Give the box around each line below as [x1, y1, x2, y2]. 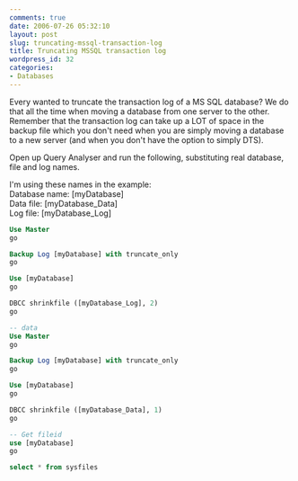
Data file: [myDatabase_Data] [9, 198, 118, 209]
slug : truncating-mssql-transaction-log [9, 38, 163, 48]
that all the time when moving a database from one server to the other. [9, 105, 270, 117]
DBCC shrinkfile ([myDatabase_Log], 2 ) [9, 298, 159, 307]
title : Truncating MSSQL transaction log [9, 47, 167, 56]
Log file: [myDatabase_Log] [9, 208, 112, 218]
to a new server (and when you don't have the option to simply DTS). [9, 134, 264, 145]
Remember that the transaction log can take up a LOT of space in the [9, 115, 265, 126]
